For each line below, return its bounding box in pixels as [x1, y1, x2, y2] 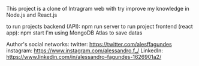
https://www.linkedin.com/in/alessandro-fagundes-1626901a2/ [6, 54, 162, 60]
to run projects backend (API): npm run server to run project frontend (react [6, 23, 193, 30]
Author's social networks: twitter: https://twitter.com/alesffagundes [6, 41, 172, 48]
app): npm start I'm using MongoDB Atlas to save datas [6, 29, 143, 36]
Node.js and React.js [6, 11, 58, 18]
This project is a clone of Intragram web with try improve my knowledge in [6, 5, 190, 12]
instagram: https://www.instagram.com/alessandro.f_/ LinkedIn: [6, 47, 164, 54]
